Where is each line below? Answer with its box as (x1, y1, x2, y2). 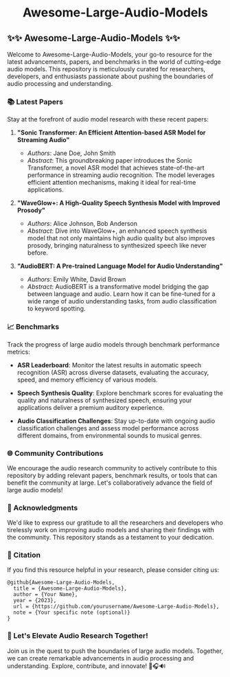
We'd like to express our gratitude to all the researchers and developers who (7, 518, 223, 527)
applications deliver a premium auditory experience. (16, 403, 165, 411)
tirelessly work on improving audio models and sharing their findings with (7, 526, 215, 534)
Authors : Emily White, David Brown (27, 275, 126, 284)
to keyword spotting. (27, 304, 86, 313)
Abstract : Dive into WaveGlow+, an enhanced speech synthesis (27, 227, 207, 235)
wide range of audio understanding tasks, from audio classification (27, 297, 217, 306)
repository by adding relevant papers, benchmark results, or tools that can (7, 471, 218, 479)
